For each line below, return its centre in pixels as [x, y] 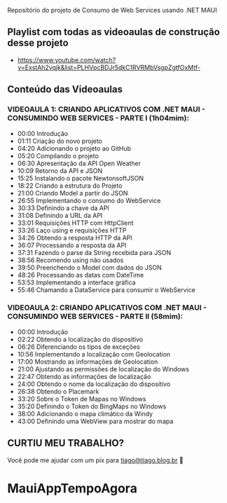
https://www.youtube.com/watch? [67, 60]
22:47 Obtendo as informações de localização [84, 376]
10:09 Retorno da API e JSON [60, 170]
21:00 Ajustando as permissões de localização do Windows [103, 369]
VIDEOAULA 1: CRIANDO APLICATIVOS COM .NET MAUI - [106, 109]
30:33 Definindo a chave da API [63, 208]
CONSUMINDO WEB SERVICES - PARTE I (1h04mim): [98, 118]
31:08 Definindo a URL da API [60, 215]
